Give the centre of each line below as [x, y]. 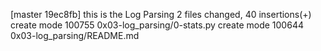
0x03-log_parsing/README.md [75, 35]
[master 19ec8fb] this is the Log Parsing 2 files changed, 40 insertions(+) [161, 14]
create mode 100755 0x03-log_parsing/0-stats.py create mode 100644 [157, 25]
